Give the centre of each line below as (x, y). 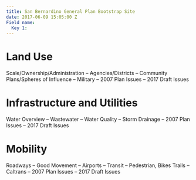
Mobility (27, 149)
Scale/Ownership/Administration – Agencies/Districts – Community (87, 73)
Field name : (21, 22)
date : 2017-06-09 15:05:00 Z (42, 17)
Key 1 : (19, 28)
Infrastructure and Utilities (72, 103)
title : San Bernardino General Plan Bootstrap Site (70, 11)
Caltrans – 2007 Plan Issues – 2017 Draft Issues (63, 172)
